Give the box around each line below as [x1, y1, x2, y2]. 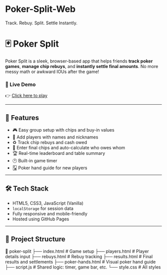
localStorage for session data [12, 205, 74, 211]
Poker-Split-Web [5, 3, 76, 15]
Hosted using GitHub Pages [12, 216, 70, 222]
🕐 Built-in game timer [12, 157, 58, 163]
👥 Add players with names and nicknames [12, 134, 98, 140]
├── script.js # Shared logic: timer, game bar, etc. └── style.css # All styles [5, 264, 161, 270]
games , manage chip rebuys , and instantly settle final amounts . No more [5, 63, 159, 69]
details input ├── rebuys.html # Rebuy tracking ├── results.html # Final [5, 253, 153, 259]
